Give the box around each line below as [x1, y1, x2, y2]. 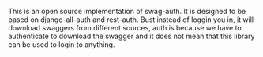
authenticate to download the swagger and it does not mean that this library [8, 31, 255, 41]
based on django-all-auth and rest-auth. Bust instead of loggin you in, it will [8, 15, 254, 24]
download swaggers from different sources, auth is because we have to [8, 23, 242, 32]
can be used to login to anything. [8, 40, 115, 49]
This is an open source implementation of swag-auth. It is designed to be [8, 7, 246, 16]
